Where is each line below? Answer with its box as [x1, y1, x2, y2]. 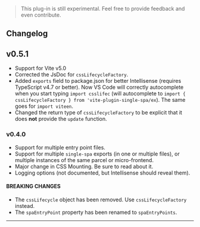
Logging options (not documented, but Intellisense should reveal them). [14, 169, 190, 176]
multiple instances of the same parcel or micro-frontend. [14, 156, 154, 163]
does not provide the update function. [14, 116, 107, 123]
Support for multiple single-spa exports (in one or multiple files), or [14, 150, 180, 157]
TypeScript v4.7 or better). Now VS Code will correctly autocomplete [14, 83, 184, 91]
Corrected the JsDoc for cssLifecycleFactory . [14, 71, 129, 78]
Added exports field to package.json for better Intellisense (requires [14, 77, 182, 85]
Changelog [6, 29, 48, 39]
